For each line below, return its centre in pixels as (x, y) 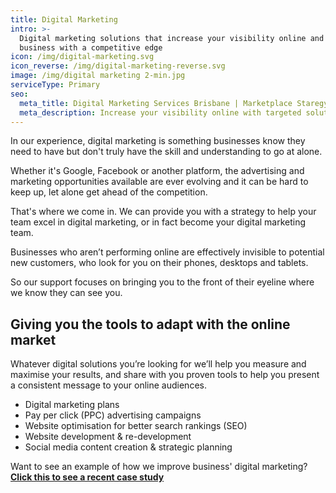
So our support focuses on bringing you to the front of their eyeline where (162, 282)
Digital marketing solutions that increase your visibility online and (172, 38)
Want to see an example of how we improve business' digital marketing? (159, 467)
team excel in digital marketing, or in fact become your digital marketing (158, 222)
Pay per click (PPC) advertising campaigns (113, 415)
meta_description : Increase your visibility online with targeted (160, 112)
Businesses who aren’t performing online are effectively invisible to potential (167, 252)
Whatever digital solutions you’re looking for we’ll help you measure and (158, 364)
